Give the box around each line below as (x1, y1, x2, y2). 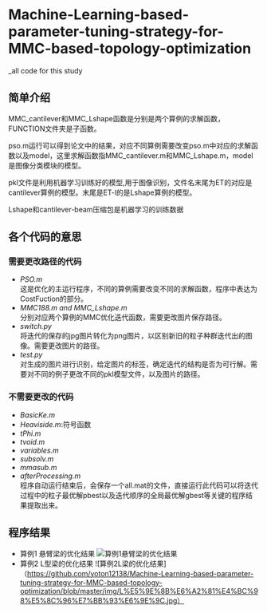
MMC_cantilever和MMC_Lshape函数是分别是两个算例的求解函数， (8, 113, 225, 123)
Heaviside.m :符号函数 (19, 419, 92, 429)
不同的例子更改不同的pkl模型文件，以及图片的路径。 (33, 370, 205, 379)
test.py (19, 350, 43, 360)
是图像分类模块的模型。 (8, 160, 85, 170)
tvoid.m (19, 437, 45, 446)
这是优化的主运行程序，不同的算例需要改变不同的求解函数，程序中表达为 (19, 284, 257, 294)
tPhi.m (19, 429, 41, 438)
